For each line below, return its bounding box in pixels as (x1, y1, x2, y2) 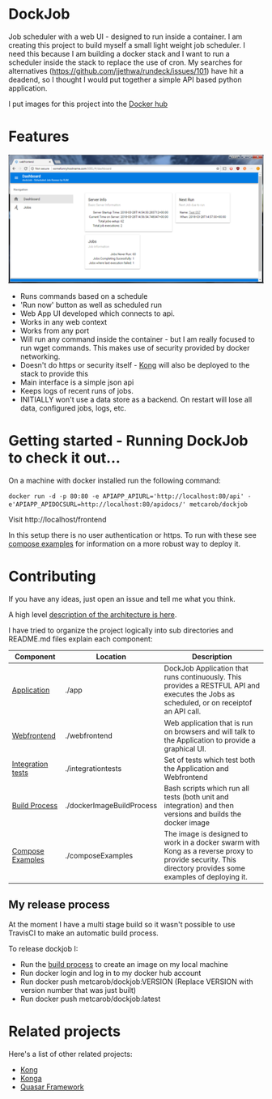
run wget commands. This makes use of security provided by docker (19, 343, 250, 352)
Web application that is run (164, 718, 253, 727)
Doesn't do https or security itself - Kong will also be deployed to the (19, 360, 250, 369)
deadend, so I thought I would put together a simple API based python (8, 75, 243, 84)
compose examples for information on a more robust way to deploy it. (8, 539, 241, 548)
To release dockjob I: (8, 944, 79, 953)
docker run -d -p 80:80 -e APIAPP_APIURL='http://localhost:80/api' (8, 492, 244, 501)
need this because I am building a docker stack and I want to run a (8, 49, 231, 58)
